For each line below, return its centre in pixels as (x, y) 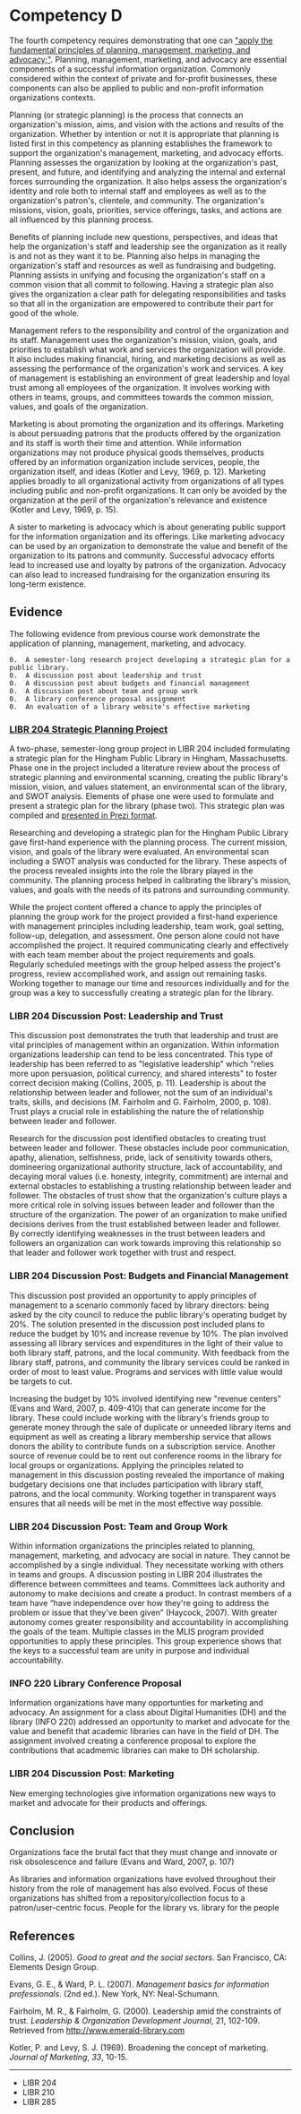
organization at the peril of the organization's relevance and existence (138, 500)
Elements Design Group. (54, 1967)
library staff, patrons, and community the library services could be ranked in (149, 1362)
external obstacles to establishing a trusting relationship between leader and (150, 1186)
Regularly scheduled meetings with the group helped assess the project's (145, 965)
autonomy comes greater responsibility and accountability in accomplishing (149, 1621)
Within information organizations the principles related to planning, (132, 1545)
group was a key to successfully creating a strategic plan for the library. (142, 993)
